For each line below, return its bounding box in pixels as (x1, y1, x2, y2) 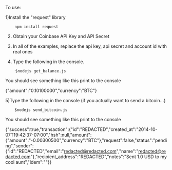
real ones (12, 49, 33, 54)
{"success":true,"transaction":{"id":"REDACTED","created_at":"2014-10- (5, 126, 158, 133)
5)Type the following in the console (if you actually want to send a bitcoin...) (5, 98, 166, 103)
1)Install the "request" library (5, 14, 66, 20)
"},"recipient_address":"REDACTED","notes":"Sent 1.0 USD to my (30, 154, 167, 160)
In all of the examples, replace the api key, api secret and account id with (12, 43, 167, 49)
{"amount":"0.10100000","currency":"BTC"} (5, 87, 98, 93)
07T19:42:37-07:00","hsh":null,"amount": (5, 132, 92, 138)
